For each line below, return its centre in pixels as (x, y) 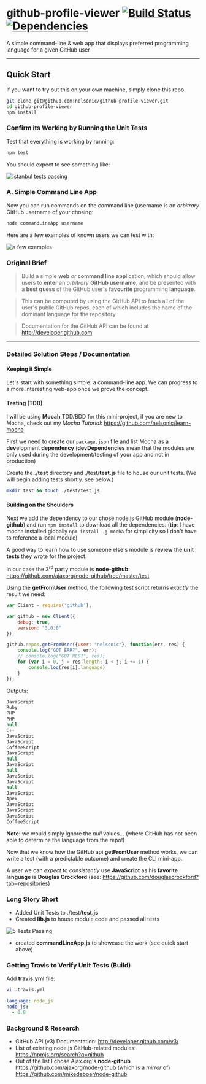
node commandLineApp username (45, 223)
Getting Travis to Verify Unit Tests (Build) (69, 966)
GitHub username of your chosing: (50, 212)
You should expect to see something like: (58, 164)
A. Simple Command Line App (51, 192)
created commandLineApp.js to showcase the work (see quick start (102, 943)
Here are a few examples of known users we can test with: (80, 235)
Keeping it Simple (29, 369)
